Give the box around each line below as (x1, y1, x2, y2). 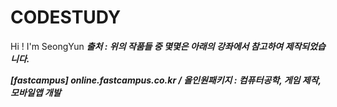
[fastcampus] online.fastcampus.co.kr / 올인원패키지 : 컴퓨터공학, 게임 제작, (10, 74, 322, 86)
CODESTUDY (10, 6, 122, 29)
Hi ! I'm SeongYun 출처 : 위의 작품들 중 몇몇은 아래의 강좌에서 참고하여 (10, 40, 284, 52)
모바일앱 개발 (10, 86, 62, 98)
